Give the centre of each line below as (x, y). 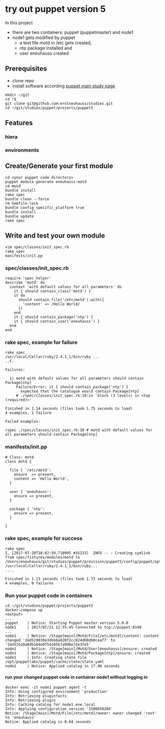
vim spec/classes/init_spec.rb (37, 247)
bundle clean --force (27, 199)
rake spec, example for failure (41, 342)
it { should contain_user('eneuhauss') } (57, 321)
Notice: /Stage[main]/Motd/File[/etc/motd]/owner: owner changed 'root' (81, 713)
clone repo (23, 80)
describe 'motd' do (25, 282)
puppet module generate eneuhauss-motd (46, 182)
